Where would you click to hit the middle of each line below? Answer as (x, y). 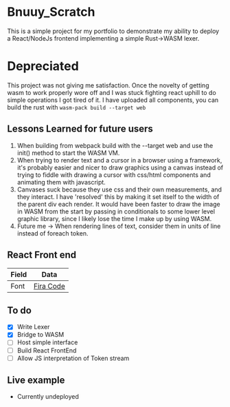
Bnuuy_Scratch (51, 12)
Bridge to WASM (41, 335)
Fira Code (49, 286)
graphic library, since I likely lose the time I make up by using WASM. (114, 218)
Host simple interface (47, 342)
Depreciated (43, 66)
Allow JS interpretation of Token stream (73, 358)
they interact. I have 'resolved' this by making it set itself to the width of (118, 196)
